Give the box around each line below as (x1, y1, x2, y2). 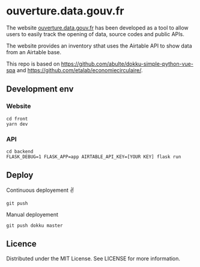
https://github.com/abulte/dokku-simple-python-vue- (61, 60, 194, 67)
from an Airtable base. (6, 48, 62, 55)
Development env (6, 84, 74, 94)
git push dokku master (6, 222, 63, 229)
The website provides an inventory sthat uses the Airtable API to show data (6, 42, 192, 49)
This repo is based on (6, 60, 60, 67)
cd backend (6, 149, 34, 155)
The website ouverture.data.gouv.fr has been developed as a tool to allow (6, 24, 189, 31)
